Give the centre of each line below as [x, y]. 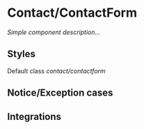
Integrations [34, 116]
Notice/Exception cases [60, 93]
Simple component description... [54, 32]
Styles [22, 54]
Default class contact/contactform [56, 70]
